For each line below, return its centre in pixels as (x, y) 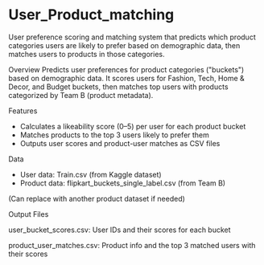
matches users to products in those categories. (87, 54)
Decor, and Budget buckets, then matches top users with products (118, 87)
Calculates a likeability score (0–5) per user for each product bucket (133, 126)
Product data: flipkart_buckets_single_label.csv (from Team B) (123, 183)
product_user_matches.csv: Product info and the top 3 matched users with (132, 245)
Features (23, 111)
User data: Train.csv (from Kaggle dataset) (91, 174)
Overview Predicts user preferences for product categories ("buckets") (126, 69)
